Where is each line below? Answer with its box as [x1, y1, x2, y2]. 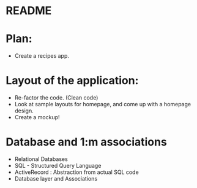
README [6, 4, 52, 18]
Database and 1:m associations [6, 135, 168, 149]
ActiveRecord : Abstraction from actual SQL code [14, 168, 139, 176]
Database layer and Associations [14, 175, 98, 182]
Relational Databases [14, 155, 68, 163]
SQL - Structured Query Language [14, 162, 102, 169]
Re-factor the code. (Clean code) [14, 94, 98, 101]
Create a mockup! [14, 114, 60, 121]
